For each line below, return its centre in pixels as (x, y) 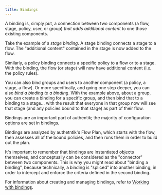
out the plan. (18, 142)
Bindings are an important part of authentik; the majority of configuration (78, 117)
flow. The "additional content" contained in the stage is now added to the (78, 48)
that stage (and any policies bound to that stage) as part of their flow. (74, 108)
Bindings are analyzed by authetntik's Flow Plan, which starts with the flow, (80, 132)
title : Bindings (21, 9)
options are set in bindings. (32, 123)
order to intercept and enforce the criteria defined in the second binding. (78, 172)
